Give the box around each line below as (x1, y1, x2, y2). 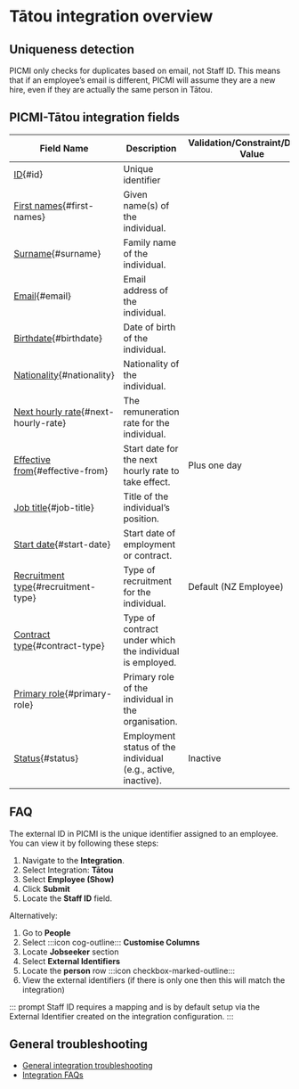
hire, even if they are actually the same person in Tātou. (9, 85, 214, 94)
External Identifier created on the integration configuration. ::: (9, 1011, 234, 1021)
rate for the (123, 416, 171, 429)
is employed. (123, 656, 176, 668)
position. (123, 512, 160, 525)
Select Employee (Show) (21, 873, 115, 884)
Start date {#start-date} (13, 537, 111, 550)
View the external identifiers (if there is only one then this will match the (21, 974, 286, 986)
